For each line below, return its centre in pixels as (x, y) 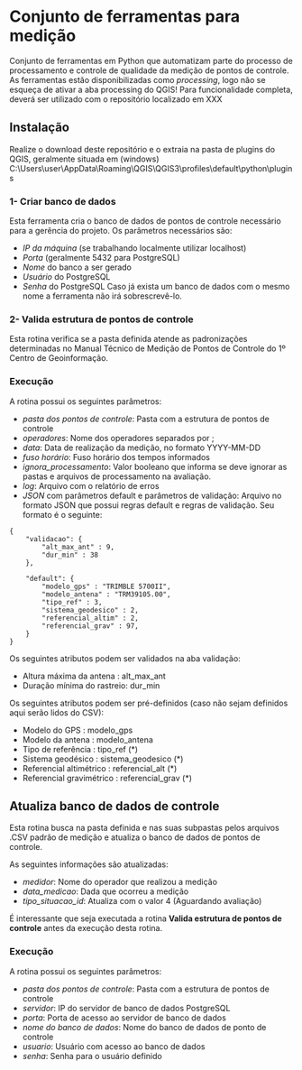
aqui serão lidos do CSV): (57, 712)
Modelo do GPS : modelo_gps (78, 730)
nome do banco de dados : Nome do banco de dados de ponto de (144, 1027)
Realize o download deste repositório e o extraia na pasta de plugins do (142, 149)
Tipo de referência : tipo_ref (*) (80, 749)
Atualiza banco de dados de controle (114, 806)
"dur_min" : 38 (70, 555)
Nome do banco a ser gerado (77, 267)
